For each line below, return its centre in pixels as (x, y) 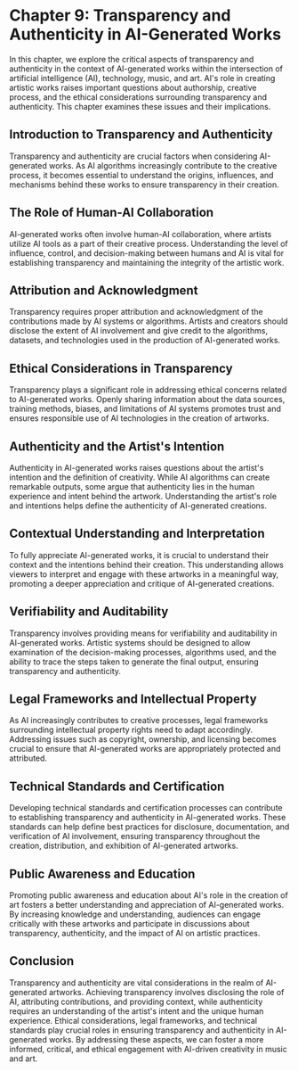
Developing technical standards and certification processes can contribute (146, 808)
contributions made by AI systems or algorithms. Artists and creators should (149, 321)
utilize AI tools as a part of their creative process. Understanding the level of (149, 243)
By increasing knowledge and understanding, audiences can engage (135, 914)
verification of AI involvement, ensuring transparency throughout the (135, 836)
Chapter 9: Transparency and (120, 16)
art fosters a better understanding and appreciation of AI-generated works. (147, 905)
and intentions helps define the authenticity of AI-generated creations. (138, 506)
